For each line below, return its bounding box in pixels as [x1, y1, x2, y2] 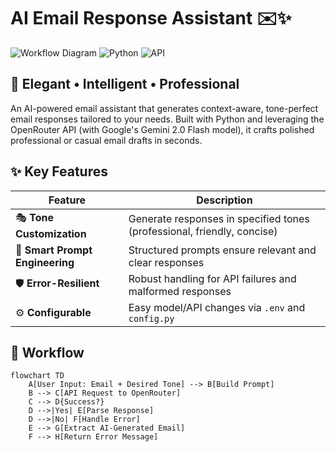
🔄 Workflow [10, 344, 85, 361]
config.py [128, 313, 175, 324]
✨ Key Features [10, 163, 108, 180]
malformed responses [128, 284, 232, 298]
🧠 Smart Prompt [15, 243, 93, 257]
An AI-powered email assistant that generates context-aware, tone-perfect [10, 102, 319, 114]
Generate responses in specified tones [128, 212, 310, 226]
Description [196, 193, 253, 207]
